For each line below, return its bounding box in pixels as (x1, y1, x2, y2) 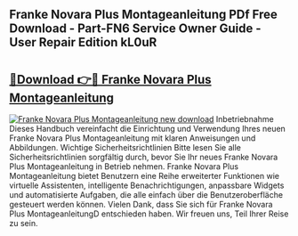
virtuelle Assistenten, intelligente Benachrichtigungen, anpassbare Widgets (9, 180, 285, 191)
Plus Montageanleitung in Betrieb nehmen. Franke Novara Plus (9, 161, 238, 172)
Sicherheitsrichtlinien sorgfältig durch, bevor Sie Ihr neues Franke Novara (9, 151, 278, 162)
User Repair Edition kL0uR (9, 35, 157, 50)
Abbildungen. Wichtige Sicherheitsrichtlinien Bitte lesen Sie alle (9, 142, 242, 152)
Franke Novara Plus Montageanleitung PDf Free (9, 7, 278, 22)
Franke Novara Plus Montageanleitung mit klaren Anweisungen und (9, 133, 256, 143)
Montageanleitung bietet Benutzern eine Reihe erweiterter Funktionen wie (9, 171, 280, 181)
